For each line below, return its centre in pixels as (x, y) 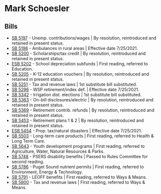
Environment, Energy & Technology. (47, 172)
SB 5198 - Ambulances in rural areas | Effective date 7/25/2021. (75, 48)
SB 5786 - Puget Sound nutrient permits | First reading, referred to (78, 167)
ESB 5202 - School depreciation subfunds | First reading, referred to (80, 64)
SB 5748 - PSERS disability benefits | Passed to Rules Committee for (80, 156)
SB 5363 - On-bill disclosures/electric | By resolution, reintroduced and (82, 100)
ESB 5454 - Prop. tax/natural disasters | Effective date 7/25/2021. (77, 131)
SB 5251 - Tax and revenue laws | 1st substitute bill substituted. (74, 84)
